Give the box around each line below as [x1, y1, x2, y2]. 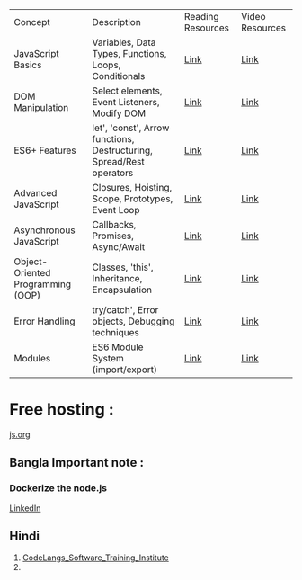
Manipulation [13, 102, 69, 113]
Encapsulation [92, 283, 153, 296]
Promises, [92, 229, 135, 242]
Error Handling [13, 315, 75, 327]
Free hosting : [9, 399, 114, 420]
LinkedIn [9, 503, 41, 513]
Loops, [92, 58, 121, 71]
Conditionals [92, 70, 146, 82]
